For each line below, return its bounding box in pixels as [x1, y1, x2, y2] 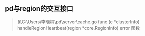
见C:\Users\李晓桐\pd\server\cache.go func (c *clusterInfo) [17, 19, 140, 25]
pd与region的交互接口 [5, 4, 73, 13]
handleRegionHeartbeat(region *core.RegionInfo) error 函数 [17, 25, 140, 31]
